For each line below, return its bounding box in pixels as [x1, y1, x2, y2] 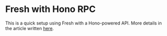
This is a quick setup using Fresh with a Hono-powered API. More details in [5, 20, 162, 26]
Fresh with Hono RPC [5, 3, 96, 15]
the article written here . [5, 25, 54, 31]
